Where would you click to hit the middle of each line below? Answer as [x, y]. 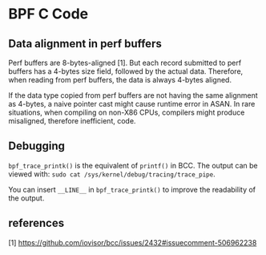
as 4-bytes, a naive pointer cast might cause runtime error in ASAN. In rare [132, 104]
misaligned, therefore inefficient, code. [72, 121]
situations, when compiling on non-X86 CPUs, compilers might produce [127, 112]
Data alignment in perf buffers [85, 44]
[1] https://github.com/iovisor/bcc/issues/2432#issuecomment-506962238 [133, 242]
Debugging [37, 146]
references [36, 223]
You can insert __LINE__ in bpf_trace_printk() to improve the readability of [132, 189]
